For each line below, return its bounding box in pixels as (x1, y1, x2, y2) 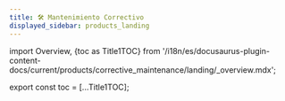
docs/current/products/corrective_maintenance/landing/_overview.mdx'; (9, 64, 277, 75)
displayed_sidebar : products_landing (9, 21, 150, 30)
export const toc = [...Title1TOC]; (9, 82, 130, 92)
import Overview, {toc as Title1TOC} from (9, 45, 161, 56)
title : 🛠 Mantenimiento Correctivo (9, 12, 145, 22)
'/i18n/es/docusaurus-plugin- (162, 45, 271, 56)
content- (9, 55, 42, 66)
